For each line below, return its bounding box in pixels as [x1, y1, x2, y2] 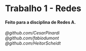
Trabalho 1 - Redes [5, 3, 82, 14]
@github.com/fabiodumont [5, 35, 59, 41]
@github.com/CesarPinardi [5, 30, 60, 36]
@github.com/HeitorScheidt [5, 40, 61, 46]
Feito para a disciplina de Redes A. [5, 19, 76, 25]
